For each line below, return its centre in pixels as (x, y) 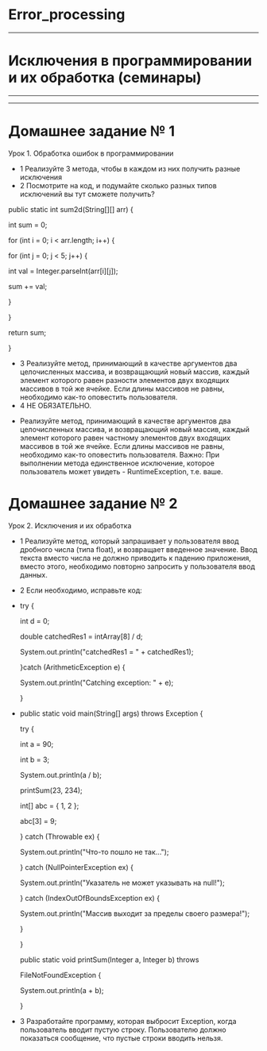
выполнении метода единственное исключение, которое (117, 463)
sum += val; (28, 286)
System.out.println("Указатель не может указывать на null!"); (122, 883)
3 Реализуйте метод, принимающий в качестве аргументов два (128, 363)
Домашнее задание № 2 (93, 504)
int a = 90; (37, 744)
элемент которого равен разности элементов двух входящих (124, 380)
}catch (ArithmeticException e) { (72, 667)
